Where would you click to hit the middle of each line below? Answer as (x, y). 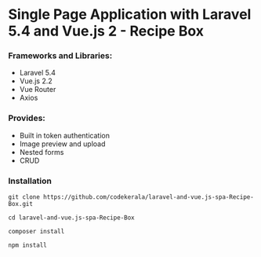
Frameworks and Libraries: (60, 56)
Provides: (27, 118)
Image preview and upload (62, 144)
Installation (30, 181)
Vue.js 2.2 (36, 81)
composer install (36, 232)
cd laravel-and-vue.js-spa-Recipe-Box (71, 218)
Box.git (21, 204)
